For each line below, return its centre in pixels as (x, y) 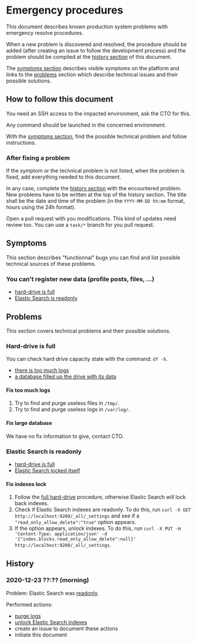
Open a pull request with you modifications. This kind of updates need (91, 219)
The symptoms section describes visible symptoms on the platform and (93, 68)
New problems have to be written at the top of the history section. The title (96, 194)
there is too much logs (42, 370)
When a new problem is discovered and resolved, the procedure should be (96, 44)
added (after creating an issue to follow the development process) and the (96, 50)
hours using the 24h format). (41, 207)
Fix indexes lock (26, 484)
